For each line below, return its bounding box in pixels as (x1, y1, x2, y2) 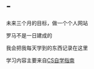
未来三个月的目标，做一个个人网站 (6, 19, 88, 26)
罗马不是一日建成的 (6, 32, 53, 39)
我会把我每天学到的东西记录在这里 (6, 44, 88, 51)
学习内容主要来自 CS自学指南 (6, 57, 75, 64)
